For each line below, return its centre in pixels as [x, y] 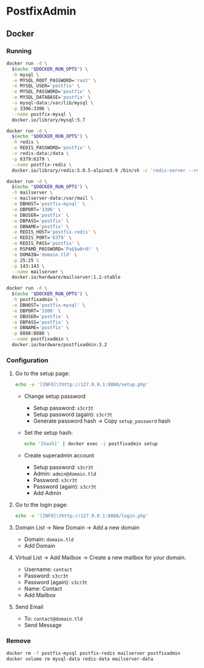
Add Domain [40, 545]
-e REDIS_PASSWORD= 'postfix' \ [51, 148]
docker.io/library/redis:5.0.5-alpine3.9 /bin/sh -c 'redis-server [99, 170]
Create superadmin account [59, 455]
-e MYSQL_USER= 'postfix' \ [46, 86]
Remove [19, 641]
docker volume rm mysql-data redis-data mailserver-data [80, 659]
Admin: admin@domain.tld [65, 473]
